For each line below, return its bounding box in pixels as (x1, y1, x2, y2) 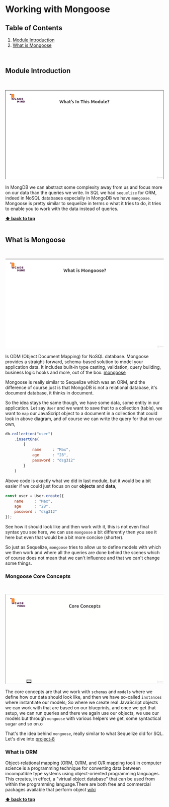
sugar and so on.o (5, 720, 43, 726)
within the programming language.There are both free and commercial (5, 781, 151, 787)
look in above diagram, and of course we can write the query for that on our (5, 416, 162, 422)
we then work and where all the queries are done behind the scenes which (5, 550, 160, 555)
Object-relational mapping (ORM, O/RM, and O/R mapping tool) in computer (5, 760, 162, 766)
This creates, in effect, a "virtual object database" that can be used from (5, 776, 155, 782)
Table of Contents (5, 24, 63, 32)
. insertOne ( (14, 437, 39, 442)
